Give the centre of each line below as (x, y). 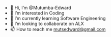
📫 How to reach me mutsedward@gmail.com (58, 29)
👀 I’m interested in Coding (37, 13)
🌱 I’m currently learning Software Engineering (58, 18)
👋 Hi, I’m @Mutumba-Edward (40, 8)
